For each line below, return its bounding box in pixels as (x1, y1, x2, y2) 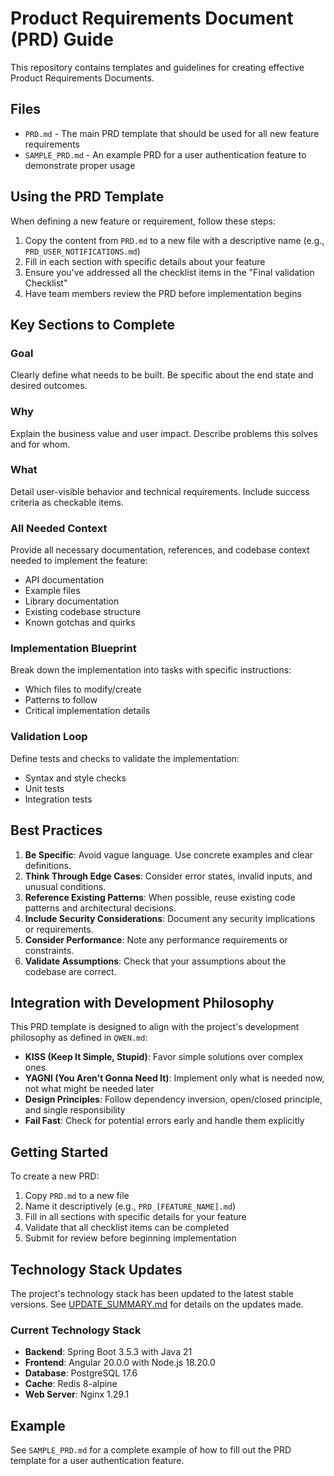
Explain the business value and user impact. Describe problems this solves (10, 427, 318, 439)
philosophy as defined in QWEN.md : (10, 1032, 148, 1044)
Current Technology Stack (10, 1323, 142, 1337)
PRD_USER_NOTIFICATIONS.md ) (24, 245, 141, 257)
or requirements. (24, 923, 94, 935)
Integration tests (24, 793, 93, 805)
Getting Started (10, 1143, 109, 1161)
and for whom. (10, 438, 71, 450)
